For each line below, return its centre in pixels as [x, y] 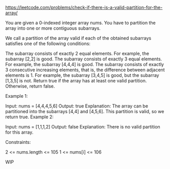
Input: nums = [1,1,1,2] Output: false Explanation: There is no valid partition [83, 127]
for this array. [19, 132]
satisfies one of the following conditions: [48, 44]
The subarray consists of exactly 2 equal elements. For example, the [77, 54]
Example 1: [17, 96]
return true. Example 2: [29, 117]
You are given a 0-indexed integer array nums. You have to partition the [80, 23]
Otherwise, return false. [30, 86]
